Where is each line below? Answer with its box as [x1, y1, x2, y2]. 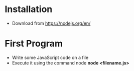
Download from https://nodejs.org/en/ [12, 20, 91, 26]
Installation [5, 4, 53, 15]
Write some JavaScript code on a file [12, 54, 89, 60]
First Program [5, 38, 63, 49]
